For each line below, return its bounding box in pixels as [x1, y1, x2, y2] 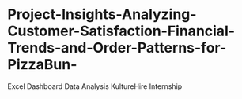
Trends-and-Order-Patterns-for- [7, 39, 227, 57]
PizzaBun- [7, 56, 78, 74]
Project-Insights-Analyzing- [7, 5, 197, 24]
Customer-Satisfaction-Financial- [7, 22, 235, 40]
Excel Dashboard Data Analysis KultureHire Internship [7, 81, 183, 91]
